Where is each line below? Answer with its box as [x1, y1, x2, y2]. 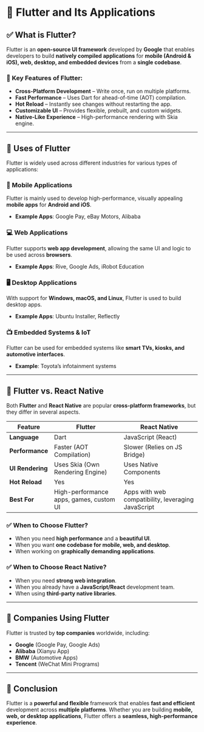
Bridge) [123, 451, 145, 459]
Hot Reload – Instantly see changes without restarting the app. [15, 100, 172, 108]
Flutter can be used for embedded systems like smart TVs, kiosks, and [6, 344, 185, 352]
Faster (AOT [53, 443, 89, 451]
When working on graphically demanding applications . [15, 548, 155, 555]
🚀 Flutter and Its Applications [6, 5, 156, 19]
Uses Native [123, 460, 158, 469]
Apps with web [123, 488, 166, 496]
